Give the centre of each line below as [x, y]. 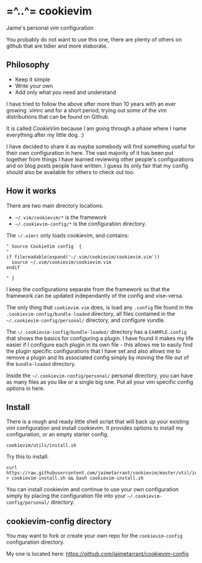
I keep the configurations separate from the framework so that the [88, 289]
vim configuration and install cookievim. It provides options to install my [95, 428]
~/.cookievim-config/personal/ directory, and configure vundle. [86, 320]
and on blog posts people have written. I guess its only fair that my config [97, 165]
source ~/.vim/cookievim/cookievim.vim [62, 262]
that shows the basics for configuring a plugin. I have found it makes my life [100, 338]
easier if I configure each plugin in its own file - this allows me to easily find [99, 344]
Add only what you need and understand [65, 92]
